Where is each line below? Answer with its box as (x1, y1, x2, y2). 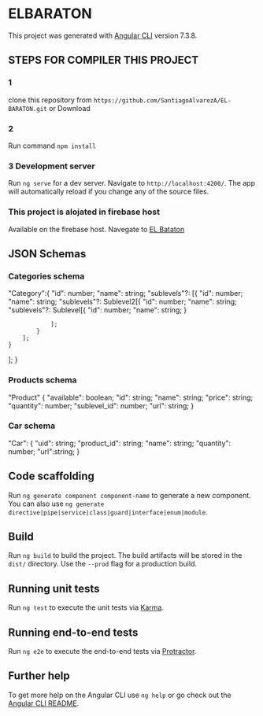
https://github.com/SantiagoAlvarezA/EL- (93, 96, 232, 105)
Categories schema (8, 271, 85, 282)
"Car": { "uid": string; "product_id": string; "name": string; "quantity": (8, 438, 232, 448)
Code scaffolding (8, 470, 94, 483)
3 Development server (8, 161, 96, 172)
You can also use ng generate (8, 499, 105, 508)
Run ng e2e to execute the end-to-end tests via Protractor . (8, 647, 197, 656)
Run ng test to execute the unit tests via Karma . (8, 603, 164, 612)
